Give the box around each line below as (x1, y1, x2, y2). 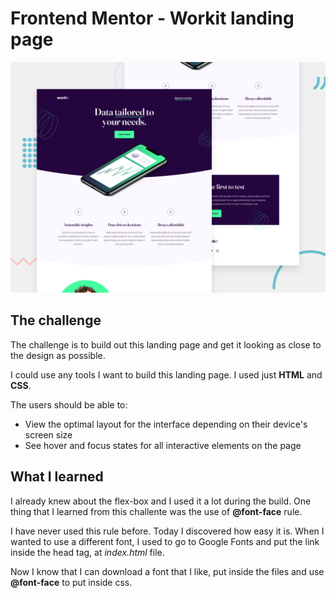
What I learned (10, 468, 104, 486)
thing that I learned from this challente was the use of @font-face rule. (10, 505, 303, 517)
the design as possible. (10, 349, 106, 361)
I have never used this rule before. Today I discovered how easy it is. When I (10, 525, 325, 537)
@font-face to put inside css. (10, 576, 133, 588)
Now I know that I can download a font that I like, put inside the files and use (10, 565, 325, 577)
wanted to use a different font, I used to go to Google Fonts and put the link (10, 535, 320, 547)
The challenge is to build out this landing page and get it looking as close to (10, 338, 322, 351)
